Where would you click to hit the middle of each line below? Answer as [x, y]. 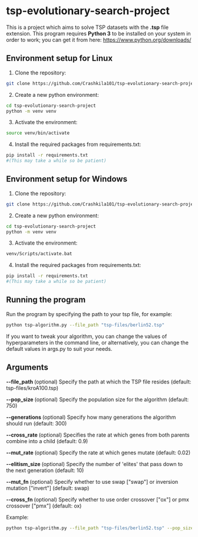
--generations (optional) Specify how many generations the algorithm [91, 417]
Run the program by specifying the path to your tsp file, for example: [89, 314]
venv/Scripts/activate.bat [39, 254]
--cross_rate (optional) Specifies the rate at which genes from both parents [98, 435]
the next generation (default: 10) [45, 470]
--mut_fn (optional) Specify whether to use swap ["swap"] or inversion [92, 481]
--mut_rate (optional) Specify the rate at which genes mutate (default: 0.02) [98, 453]
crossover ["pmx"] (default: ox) [44, 506]
